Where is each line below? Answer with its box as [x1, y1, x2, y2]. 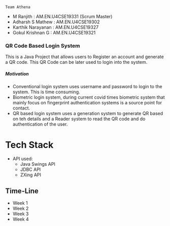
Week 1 [12, 200, 28, 206]
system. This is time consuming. [12, 89, 80, 95]
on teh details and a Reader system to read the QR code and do [12, 116, 146, 122]
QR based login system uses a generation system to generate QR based [12, 110, 163, 117]
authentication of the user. [12, 121, 68, 127]
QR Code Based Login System [5, 43, 80, 50]
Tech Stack [5, 139, 54, 150]
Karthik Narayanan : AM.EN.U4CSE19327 [12, 24, 99, 30]
